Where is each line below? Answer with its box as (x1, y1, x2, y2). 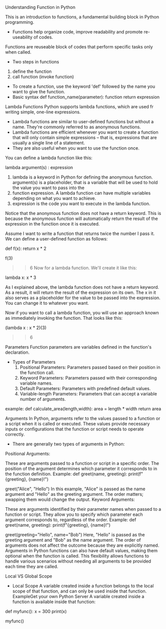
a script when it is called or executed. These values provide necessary (5, 421, 150, 426)
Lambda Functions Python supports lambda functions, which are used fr (5, 104, 154, 109)
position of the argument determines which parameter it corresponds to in (5, 466, 158, 471)
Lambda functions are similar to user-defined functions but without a (12, 119, 154, 124)
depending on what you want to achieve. (12, 196, 96, 201)
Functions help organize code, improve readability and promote (12, 29, 143, 34)
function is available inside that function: (12, 599, 96, 605)
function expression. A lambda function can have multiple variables (12, 190, 151, 196)
